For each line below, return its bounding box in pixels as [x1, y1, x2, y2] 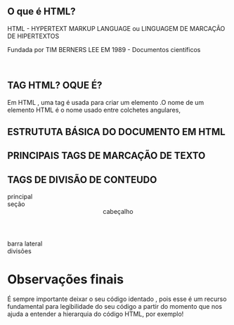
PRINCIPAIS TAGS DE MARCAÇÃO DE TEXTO [7, 150, 206, 162]
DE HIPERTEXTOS [7, 32, 60, 40]
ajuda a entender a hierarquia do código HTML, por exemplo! [7, 310, 184, 319]
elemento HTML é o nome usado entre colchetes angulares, [7, 106, 181, 114]
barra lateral [7, 239, 43, 248]
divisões [7, 247, 32, 255]
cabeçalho [103, 208, 134, 216]
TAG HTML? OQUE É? [7, 79, 103, 91]
